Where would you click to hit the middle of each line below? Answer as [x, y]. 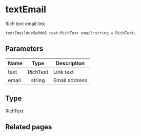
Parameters [24, 49]
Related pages [29, 127]
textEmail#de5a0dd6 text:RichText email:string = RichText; [71, 33]
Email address [70, 80]
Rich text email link [25, 24]
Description [70, 63]
